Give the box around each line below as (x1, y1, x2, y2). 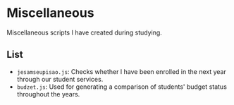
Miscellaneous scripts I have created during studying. (6, 28, 163, 37)
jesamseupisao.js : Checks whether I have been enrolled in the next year (16, 67, 227, 75)
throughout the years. (16, 89, 80, 98)
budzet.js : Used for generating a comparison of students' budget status (16, 82, 227, 91)
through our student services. (16, 75, 104, 83)
